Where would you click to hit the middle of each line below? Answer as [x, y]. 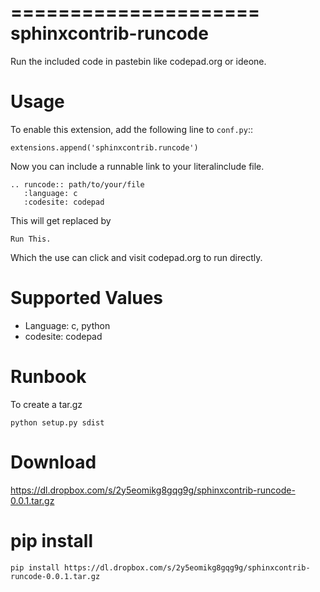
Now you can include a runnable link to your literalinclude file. [137, 166]
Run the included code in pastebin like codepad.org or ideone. [138, 61]
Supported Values [87, 298]
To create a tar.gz [46, 404]
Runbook [48, 377]
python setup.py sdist [57, 422]
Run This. [31, 239]
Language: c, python [67, 325]
